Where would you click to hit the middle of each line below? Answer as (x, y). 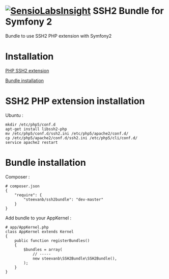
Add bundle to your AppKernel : (38, 218)
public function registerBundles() (52, 240)
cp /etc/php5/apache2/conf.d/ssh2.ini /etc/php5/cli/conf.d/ (72, 138)
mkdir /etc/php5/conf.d (31, 124)
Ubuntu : (15, 115)
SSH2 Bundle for (128, 11)
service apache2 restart (32, 142)
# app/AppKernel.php (27, 227)
